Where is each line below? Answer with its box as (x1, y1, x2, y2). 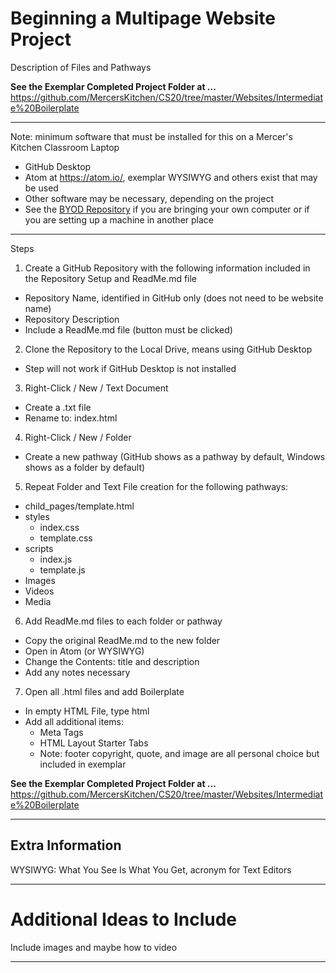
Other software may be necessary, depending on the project (24, 192, 274, 204)
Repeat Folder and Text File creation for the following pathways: (24, 480, 289, 492)
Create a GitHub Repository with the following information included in (24, 262, 311, 274)
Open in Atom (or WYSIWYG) (24, 645, 145, 657)
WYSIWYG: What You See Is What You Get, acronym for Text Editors (10, 863, 292, 876)
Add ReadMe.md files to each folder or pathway (24, 615, 223, 627)
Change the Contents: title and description (24, 655, 200, 667)
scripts (24, 542, 54, 554)
